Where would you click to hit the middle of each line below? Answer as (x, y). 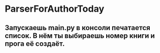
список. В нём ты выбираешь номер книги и (80, 35)
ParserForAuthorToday (55, 9)
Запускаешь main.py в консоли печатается (78, 28)
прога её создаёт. (35, 44)
